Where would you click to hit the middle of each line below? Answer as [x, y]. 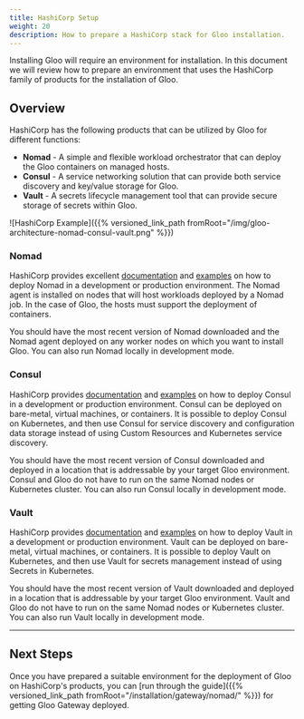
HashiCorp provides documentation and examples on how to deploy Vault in [151, 532]
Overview [38, 108]
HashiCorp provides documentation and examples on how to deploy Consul [150, 394]
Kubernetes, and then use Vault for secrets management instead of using [146, 561]
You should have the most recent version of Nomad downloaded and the [145, 332]
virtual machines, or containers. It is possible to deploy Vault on [153, 552]
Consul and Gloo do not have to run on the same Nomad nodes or [132, 479]
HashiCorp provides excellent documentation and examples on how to [140, 276]
